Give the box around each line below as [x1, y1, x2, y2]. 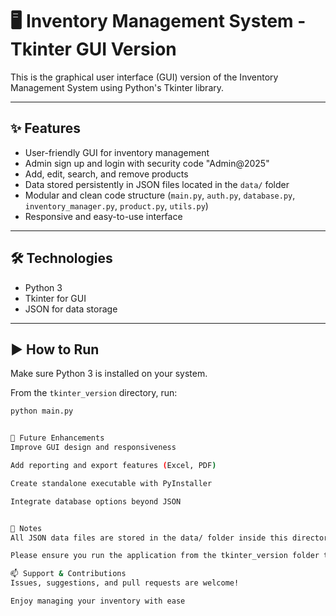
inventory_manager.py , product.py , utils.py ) [24, 199, 209, 212]
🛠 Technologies [10, 250, 113, 267]
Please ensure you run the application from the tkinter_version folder [10, 551, 320, 561]
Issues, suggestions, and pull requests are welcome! [10, 578, 240, 588]
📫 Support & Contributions [10, 569, 127, 579]
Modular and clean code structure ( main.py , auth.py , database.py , [24, 189, 296, 201]
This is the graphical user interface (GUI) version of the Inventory [10, 71, 279, 83]
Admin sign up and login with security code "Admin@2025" [24, 157, 270, 169]
